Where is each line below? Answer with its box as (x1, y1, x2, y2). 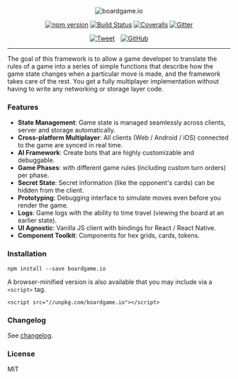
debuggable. (17, 156, 55, 164)
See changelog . (7, 331, 53, 339)
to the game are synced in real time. (17, 141, 123, 149)
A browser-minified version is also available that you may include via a (7, 277, 212, 286)
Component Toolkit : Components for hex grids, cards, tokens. (17, 231, 200, 240)
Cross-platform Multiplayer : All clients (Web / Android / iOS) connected (17, 133, 229, 142)
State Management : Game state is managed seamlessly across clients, (17, 118, 226, 127)
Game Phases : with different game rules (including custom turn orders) (17, 164, 227, 172)
